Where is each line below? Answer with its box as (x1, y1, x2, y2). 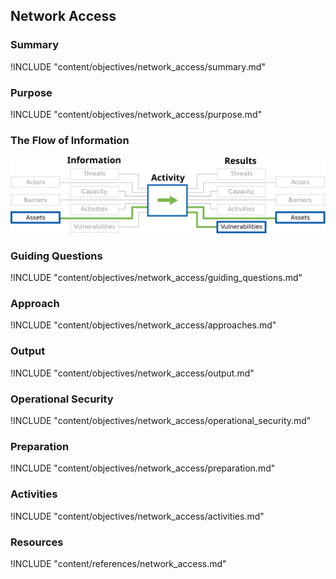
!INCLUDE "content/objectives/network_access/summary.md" (10, 60, 266, 73)
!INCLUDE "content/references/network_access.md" (10, 557, 227, 569)
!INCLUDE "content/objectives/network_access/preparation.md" (10, 462, 276, 474)
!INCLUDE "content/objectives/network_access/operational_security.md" (10, 415, 312, 427)
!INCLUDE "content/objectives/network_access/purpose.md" (10, 108, 262, 120)
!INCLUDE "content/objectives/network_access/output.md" (10, 367, 255, 379)
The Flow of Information (10, 133, 130, 147)
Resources (10, 535, 64, 549)
